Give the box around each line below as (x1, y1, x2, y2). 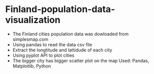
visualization (5, 14, 61, 26)
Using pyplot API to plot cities (12, 52, 74, 58)
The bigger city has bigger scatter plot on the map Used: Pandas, (12, 57, 149, 63)
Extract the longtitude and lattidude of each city (12, 47, 112, 53)
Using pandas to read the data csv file (12, 41, 93, 47)
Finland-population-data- (5, 4, 115, 15)
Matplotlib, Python (12, 63, 51, 69)
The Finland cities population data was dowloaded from (12, 31, 129, 37)
